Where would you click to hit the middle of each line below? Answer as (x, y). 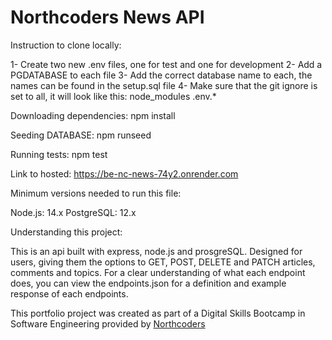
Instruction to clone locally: (66, 45)
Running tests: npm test (59, 154)
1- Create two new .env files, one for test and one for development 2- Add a (166, 64)
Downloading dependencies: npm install (93, 115)
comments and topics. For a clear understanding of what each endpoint (158, 272)
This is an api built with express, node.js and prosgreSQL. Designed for (156, 251)
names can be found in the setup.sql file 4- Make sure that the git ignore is (164, 85)
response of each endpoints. (69, 293)
